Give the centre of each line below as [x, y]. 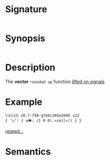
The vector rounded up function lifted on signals [55, 82]
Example [24, 102]
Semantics [28, 152]
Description [30, 68]
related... [14, 131]
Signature [26, 9]
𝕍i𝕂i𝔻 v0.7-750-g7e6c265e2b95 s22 [42, 115]
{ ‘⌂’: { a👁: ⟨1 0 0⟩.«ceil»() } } [43, 121]
